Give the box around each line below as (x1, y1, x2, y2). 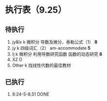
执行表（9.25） (5, 4, 67, 16)
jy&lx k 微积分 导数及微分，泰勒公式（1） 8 (12, 39, 98, 45)
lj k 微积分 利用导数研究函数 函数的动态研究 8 (12, 51, 103, 57)
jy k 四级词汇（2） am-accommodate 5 (12, 45, 91, 51)
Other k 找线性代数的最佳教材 (12, 63, 71, 68)
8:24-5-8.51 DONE (12, 91, 50, 97)
